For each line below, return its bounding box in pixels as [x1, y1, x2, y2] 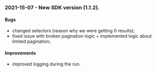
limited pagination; [12, 38, 51, 44]
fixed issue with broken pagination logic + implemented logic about [12, 33, 152, 39]
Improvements [5, 50, 36, 56]
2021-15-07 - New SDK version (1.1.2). [5, 4, 100, 11]
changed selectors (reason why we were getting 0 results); [12, 28, 135, 34]
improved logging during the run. [12, 61, 81, 67]
